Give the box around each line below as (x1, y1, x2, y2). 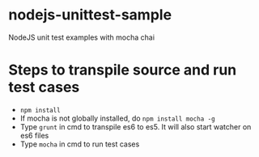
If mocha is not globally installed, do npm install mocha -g (19, 113, 216, 123)
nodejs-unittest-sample (8, 6, 172, 24)
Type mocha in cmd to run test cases (19, 139, 140, 149)
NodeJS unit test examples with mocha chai (8, 32, 155, 42)
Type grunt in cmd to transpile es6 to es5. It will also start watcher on (19, 121, 252, 131)
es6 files (19, 130, 49, 140)
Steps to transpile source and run (8, 61, 237, 79)
